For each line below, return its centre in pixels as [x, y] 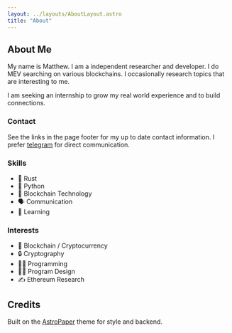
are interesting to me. [38, 82]
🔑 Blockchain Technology [55, 194]
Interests [23, 230]
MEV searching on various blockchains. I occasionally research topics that [116, 74]
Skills [17, 163]
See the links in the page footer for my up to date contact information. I [111, 137]
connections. [27, 103]
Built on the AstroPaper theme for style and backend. [85, 322]
